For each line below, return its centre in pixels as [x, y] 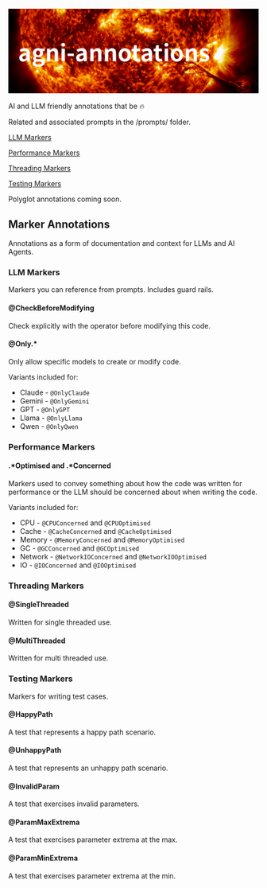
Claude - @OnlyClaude [54, 392]
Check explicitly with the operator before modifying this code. [109, 325]
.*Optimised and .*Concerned [60, 465]
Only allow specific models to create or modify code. [95, 361]
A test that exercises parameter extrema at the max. [93, 839]
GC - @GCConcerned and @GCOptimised [79, 548]
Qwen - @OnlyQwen [49, 426]
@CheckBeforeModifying [51, 308]
